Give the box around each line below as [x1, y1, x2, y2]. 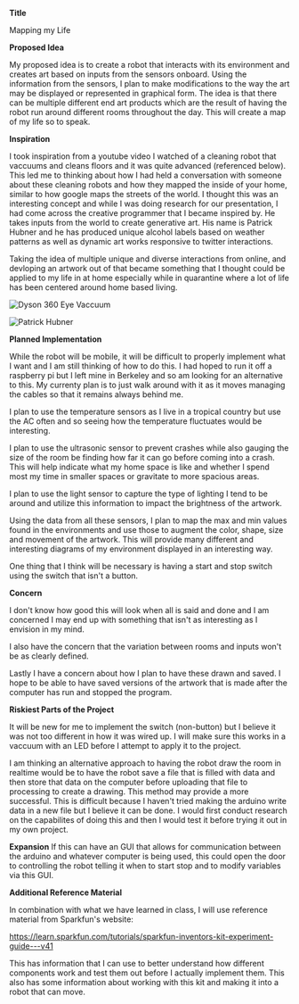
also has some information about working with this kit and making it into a [9, 977, 279, 987]
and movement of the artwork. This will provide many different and [9, 535, 254, 544]
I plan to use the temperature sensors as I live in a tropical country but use [9, 406, 282, 417]
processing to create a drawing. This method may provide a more [9, 786, 249, 797]
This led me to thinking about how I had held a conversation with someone [9, 170, 282, 180]
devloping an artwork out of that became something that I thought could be [9, 263, 286, 273]
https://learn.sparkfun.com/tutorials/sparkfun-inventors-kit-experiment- [9, 932, 274, 942]
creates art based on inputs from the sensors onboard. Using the [9, 69, 247, 79]
